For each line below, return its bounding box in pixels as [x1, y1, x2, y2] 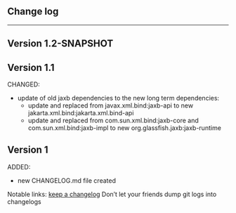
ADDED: [7, 162, 31, 171]
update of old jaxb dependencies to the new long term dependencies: [17, 94, 220, 103]
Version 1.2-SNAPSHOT [7, 38, 114, 50]
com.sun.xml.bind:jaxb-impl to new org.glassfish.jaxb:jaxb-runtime [27, 124, 221, 132]
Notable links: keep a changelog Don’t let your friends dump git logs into [7, 190, 217, 198]
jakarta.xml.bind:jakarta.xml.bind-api [27, 109, 134, 117]
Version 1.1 [7, 61, 55, 73]
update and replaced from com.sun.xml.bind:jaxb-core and [27, 116, 199, 125]
